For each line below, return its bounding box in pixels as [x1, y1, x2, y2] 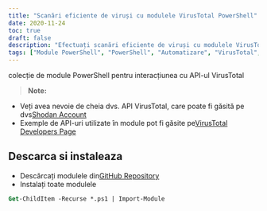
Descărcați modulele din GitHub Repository [19, 170, 160, 180]
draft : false [8, 33, 52, 42]
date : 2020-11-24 [8, 19, 66, 27]
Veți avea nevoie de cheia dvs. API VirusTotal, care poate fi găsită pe [19, 101, 245, 111]
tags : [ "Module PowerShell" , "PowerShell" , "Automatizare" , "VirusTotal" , [8, 49, 261, 57]
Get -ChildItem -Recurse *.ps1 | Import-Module [8, 194, 165, 203]
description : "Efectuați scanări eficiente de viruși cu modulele [8, 41, 233, 49]
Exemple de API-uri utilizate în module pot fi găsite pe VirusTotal [19, 119, 228, 127]
